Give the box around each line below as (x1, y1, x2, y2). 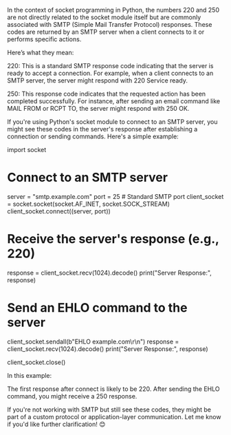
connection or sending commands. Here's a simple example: (7, 132, 179, 140)
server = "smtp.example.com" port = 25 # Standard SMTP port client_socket (7, 192, 224, 200)
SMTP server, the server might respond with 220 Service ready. (7, 76, 188, 85)
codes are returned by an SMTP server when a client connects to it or (7, 28, 205, 36)
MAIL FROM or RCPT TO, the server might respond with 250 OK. (7, 105, 190, 112)
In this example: (7, 371, 52, 379)
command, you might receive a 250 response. (7, 392, 137, 400)
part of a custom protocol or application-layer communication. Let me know (7, 412, 221, 421)
